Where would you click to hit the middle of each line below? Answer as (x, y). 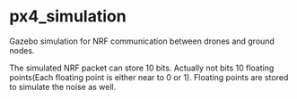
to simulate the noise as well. (63, 87)
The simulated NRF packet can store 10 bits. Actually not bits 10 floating (142, 68)
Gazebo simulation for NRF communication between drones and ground (142, 41)
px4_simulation (68, 16)
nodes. (22, 50)
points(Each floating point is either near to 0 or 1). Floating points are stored (149, 77)
